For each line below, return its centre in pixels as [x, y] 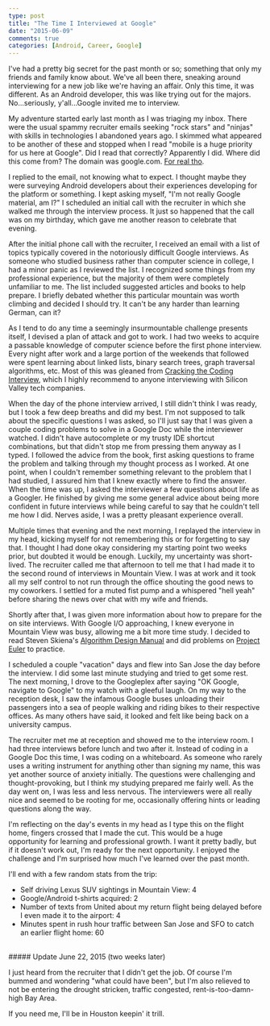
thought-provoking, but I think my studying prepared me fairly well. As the [131, 783]
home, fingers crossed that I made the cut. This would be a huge [116, 833]
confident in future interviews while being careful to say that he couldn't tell [134, 507]
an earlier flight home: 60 [62, 933]
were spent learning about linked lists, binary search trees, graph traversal [132, 363]
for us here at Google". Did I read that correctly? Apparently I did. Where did [134, 153]
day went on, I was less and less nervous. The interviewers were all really [130, 791]
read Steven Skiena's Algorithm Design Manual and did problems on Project [134, 641]
